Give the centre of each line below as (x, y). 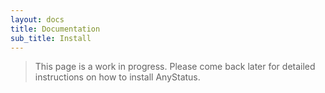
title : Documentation (55, 29)
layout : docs (37, 19)
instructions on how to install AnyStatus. (117, 77)
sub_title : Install (51, 38)
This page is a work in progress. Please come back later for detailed (175, 67)
